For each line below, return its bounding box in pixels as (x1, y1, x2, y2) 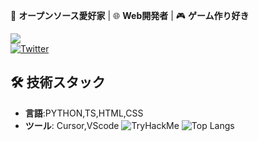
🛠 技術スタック (10, 74, 106, 91)
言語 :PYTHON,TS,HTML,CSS (24, 107, 144, 119)
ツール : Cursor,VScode (24, 119, 120, 131)
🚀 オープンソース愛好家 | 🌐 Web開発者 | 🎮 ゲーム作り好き (10, 10, 250, 21)
